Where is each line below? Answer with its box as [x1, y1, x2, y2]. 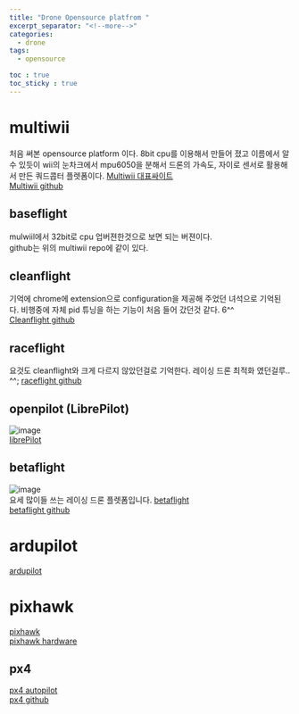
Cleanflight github [9, 314, 76, 326]
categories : [9, 29, 54, 38]
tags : [9, 46, 29, 55]
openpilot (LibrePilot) [9, 401, 129, 416]
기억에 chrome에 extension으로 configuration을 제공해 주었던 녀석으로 [9, 294, 258, 304]
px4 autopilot [9, 685, 58, 696]
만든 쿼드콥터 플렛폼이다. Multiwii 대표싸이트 [18, 170, 174, 181]
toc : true [9, 71, 50, 80]
